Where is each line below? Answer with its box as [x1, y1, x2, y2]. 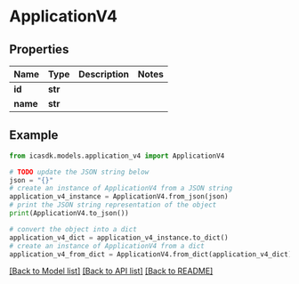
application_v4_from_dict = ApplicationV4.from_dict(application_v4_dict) [9, 249, 293, 259]
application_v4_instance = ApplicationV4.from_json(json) [9, 192, 229, 201]
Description [78, 69, 129, 80]
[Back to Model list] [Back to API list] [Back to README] [9, 265, 214, 277]
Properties [9, 42, 69, 57]
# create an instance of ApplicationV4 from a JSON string [9, 184, 233, 193]
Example [9, 127, 59, 143]
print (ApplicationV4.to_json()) [9, 209, 129, 218]
